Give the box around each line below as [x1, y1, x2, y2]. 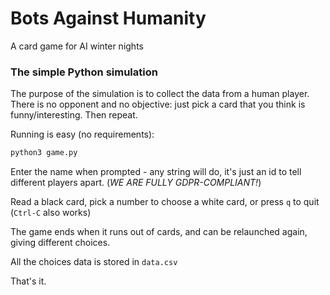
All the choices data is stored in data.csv [10, 256, 178, 268]
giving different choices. [10, 237, 111, 249]
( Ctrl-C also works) [10, 207, 92, 219]
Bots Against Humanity [10, 7, 207, 30]
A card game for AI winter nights [10, 40, 144, 52]
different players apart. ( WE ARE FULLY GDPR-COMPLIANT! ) [10, 177, 262, 189]
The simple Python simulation [10, 65, 158, 79]
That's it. [10, 275, 47, 287]
